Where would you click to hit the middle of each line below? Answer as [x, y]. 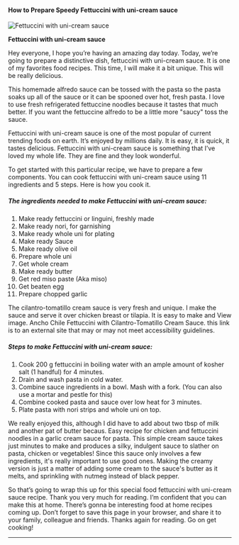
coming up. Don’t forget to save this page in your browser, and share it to [115, 512]
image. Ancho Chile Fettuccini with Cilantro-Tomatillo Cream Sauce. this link [119, 323]
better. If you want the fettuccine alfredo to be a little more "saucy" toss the [118, 112]
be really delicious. [35, 76]
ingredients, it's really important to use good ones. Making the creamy [111, 461]
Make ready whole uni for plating [66, 234]
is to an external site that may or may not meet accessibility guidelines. [112, 330]
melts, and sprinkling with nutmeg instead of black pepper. [94, 476]
